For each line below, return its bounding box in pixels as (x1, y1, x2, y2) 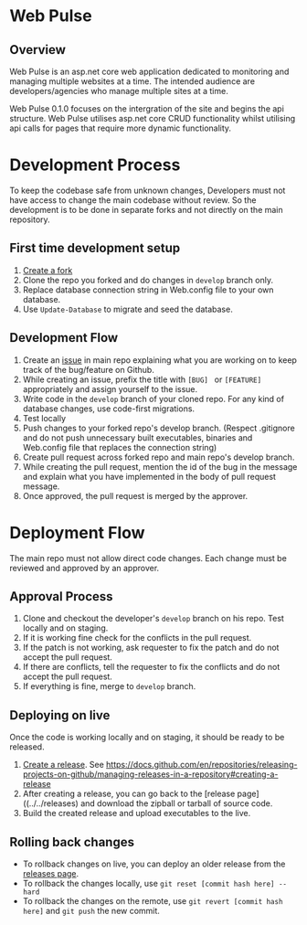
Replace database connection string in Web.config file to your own (22, 284, 274, 295)
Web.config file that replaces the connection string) (22, 441, 217, 452)
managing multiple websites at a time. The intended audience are (9, 76, 256, 87)
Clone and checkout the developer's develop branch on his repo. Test (22, 613, 285, 624)
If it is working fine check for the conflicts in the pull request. (22, 633, 252, 643)
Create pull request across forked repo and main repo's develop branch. (22, 452, 295, 462)
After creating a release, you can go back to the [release (22, 788, 236, 800)
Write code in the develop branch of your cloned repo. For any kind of (22, 393, 285, 404)
